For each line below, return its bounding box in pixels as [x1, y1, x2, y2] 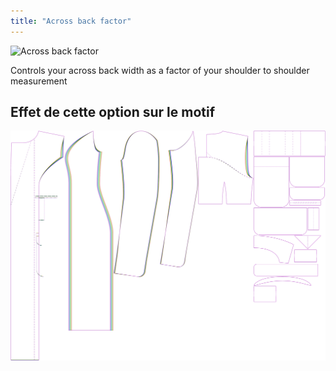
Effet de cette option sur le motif [10, 104, 216, 121]
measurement [10, 75, 68, 87]
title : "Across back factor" [10, 16, 132, 26]
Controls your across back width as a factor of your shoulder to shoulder [10, 64, 310, 76]
